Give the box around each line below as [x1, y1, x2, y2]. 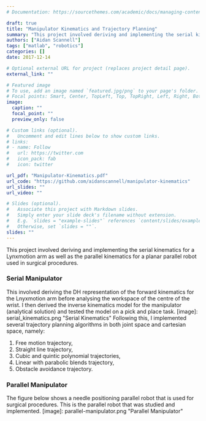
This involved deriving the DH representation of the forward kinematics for [6, 288, 194, 295]
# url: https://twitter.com [6, 150, 84, 156]
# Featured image [6, 82, 51, 88]
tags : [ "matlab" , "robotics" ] [6, 43, 84, 49]
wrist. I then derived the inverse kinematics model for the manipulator [6, 301, 182, 308]
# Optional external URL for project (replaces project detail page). [6, 65, 191, 71]
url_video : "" [6, 189, 43, 196]
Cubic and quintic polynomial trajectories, [15, 352, 121, 359]
